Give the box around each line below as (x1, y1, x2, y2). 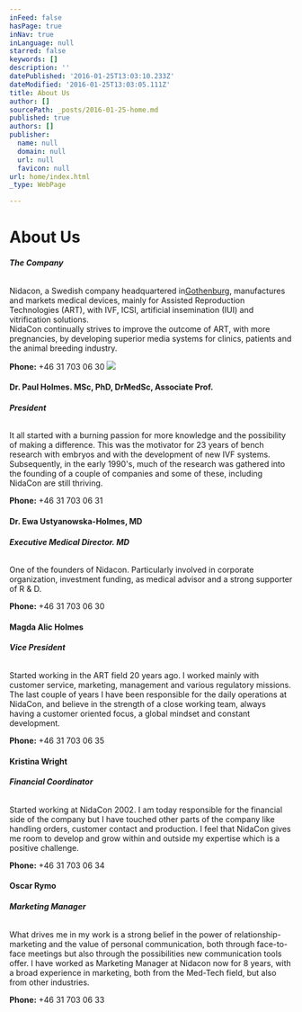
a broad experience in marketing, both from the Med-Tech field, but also (9, 967, 277, 978)
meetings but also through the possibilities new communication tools (27, 948, 282, 959)
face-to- (256, 938, 289, 949)
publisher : (9, 130, 50, 139)
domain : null (17, 147, 67, 156)
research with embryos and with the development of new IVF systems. (9, 449, 271, 460)
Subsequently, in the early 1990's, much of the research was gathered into (9, 459, 286, 470)
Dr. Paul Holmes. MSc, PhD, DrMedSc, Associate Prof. (9, 381, 214, 392)
